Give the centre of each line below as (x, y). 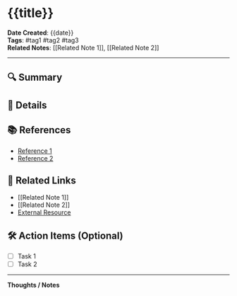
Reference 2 (35, 158)
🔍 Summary (35, 78)
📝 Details (27, 105)
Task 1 (27, 256)
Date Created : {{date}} (41, 33)
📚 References (39, 130)
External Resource (44, 212)
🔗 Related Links (42, 180)
